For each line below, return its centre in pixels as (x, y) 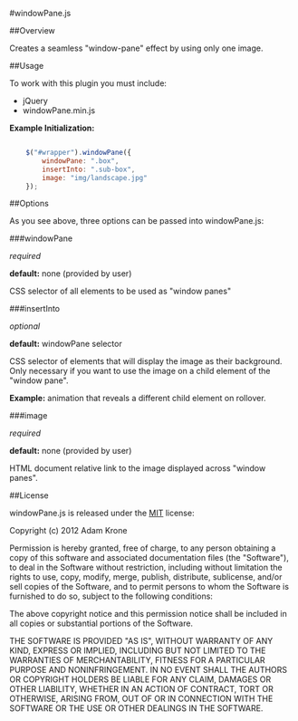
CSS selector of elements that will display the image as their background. (146, 361)
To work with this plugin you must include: (88, 83)
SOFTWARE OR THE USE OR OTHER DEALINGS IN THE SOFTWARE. (136, 708)
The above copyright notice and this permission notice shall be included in (148, 614)
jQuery (35, 101)
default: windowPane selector (66, 344)
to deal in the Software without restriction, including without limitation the (146, 567)
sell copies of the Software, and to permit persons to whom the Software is (149, 587)
